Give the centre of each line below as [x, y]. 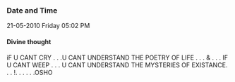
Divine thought [29, 41]
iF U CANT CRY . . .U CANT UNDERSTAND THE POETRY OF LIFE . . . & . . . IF [117, 57]
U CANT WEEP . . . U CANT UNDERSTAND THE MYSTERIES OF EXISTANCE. [117, 64]
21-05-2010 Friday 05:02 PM [48, 26]
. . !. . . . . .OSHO [30, 72]
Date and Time [32, 11]
